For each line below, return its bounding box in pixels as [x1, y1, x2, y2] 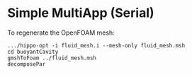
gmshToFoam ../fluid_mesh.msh [7, 54, 97, 62]
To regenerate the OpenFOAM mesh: [7, 28, 115, 37]
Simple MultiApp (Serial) [7, 5, 154, 21]
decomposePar [7, 60, 46, 68]
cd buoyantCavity [7, 48, 59, 55]
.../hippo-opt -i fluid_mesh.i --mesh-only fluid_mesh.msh [7, 42, 186, 49]
